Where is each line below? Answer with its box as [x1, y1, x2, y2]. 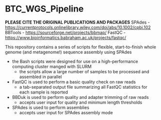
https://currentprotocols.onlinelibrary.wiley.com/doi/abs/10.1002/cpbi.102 [5, 24, 151, 30]
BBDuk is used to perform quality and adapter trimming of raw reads [12, 94, 149, 100]
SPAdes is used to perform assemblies [12, 105, 90, 110]
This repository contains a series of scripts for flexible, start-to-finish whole [5, 44, 156, 50]
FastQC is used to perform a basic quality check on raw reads [12, 79, 136, 85]
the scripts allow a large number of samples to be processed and [19, 68, 149, 74]
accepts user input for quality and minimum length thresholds [19, 99, 142, 105]
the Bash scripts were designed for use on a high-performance [12, 58, 138, 64]
